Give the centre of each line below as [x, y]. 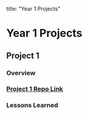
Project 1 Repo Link [35, 89]
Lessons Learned [32, 106]
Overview [21, 73]
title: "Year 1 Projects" [33, 9]
